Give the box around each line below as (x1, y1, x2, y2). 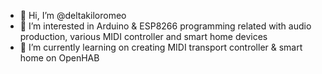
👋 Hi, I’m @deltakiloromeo (19, 10, 127, 21)
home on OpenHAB (19, 52, 100, 64)
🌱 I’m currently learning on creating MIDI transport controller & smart (19, 41, 303, 53)
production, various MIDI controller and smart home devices (19, 31, 268, 42)
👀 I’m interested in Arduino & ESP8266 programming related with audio (19, 20, 312, 32)
